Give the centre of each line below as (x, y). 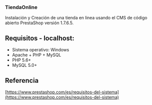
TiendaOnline (21, 7)
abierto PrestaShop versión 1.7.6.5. (39, 23)
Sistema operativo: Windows (40, 50)
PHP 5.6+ (22, 60)
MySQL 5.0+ (24, 65)
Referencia (22, 81)
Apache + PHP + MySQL (37, 55)
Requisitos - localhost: (40, 38)
